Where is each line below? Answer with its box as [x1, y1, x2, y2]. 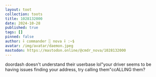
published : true [5, 25, 38, 30]
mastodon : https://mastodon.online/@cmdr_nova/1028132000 [5, 48, 126, 53]
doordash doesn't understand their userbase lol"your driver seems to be [5, 61, 152, 67]
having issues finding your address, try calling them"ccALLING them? [5, 66, 146, 72]
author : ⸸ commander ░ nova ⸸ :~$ [5, 39, 75, 44]
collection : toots [5, 12, 43, 17]
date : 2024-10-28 [5, 20, 41, 26]
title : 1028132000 [5, 16, 43, 21]
